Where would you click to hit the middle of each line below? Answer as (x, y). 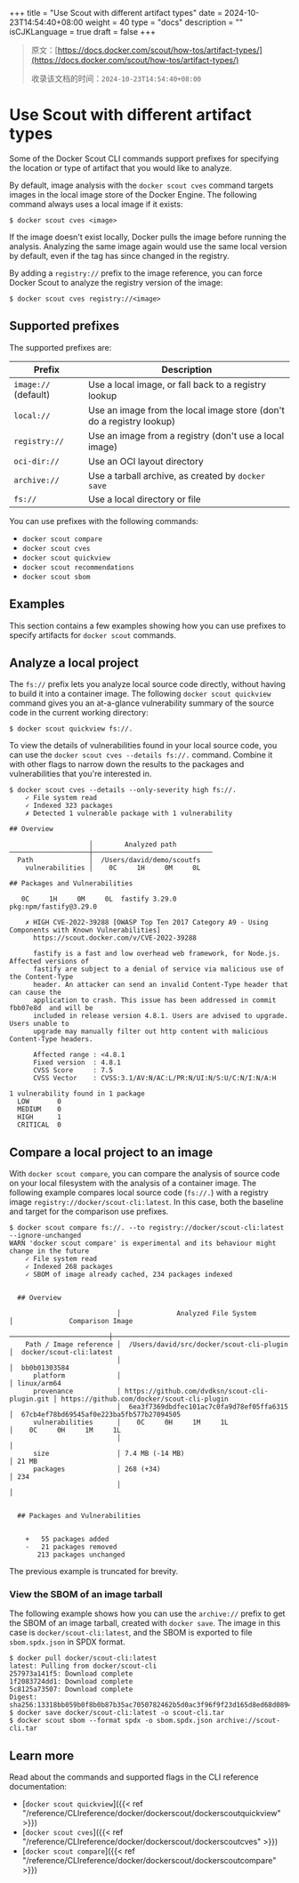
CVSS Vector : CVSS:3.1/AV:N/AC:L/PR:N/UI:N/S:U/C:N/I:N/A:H (154, 1079)
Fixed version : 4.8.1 (77, 1063)
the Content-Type (41, 977)
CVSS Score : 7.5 (73, 1071)
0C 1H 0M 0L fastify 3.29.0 (99, 899)
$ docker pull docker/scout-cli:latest (83, 1659)
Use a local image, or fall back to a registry (177, 384)
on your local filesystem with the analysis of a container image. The (133, 1184)
